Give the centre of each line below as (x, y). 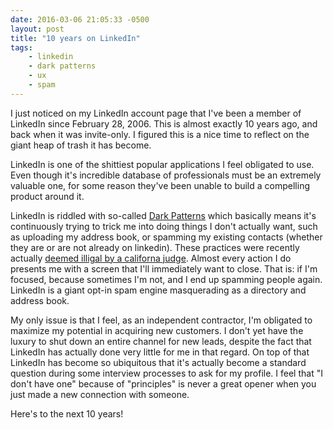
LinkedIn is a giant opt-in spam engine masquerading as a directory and (158, 290)
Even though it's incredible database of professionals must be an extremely (166, 175)
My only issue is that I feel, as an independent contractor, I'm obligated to (161, 320)
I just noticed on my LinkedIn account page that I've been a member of (156, 113)
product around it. (47, 196)
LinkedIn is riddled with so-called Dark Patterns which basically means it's (163, 215)
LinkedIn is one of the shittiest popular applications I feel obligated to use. (162, 164)
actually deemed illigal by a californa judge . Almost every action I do (151, 258)
